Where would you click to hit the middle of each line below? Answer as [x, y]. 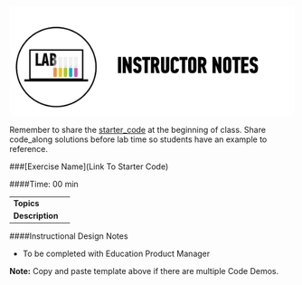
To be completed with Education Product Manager [116, 253]
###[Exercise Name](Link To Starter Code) [89, 166]
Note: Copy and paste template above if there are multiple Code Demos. [144, 271]
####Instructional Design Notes [69, 236]
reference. [28, 149]
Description [36, 216]
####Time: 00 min [44, 185]
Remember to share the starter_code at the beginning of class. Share [138, 130]
